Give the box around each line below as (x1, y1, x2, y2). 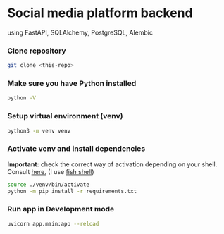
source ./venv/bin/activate (7, 181, 90, 188)
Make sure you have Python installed (7, 79, 137, 89)
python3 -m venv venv (7, 127, 71, 135)
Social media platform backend (7, 5, 193, 21)
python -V (7, 94, 37, 101)
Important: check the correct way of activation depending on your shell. (7, 160, 218, 168)
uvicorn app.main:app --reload (7, 220, 99, 227)
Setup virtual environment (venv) (7, 111, 123, 121)
